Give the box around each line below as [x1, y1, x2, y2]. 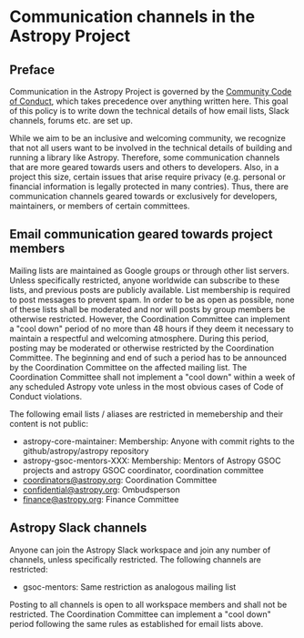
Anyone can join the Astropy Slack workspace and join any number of [9, 544, 271, 555]
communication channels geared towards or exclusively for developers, [9, 191, 278, 201]
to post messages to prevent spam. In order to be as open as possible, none [9, 294, 295, 305]
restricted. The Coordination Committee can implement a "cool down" [9, 608, 271, 620]
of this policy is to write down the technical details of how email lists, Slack [9, 106, 289, 116]
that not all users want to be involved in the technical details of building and [9, 143, 293, 153]
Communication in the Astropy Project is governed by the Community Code [9, 86, 292, 96]
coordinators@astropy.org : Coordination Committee [22, 474, 218, 485]
